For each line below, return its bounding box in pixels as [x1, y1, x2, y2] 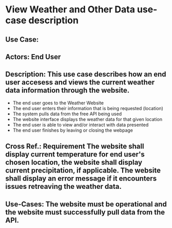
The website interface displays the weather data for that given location [12, 116, 163, 122]
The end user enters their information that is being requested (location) [12, 105, 163, 111]
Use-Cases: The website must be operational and [5, 200, 167, 208]
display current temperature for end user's [5, 150, 145, 159]
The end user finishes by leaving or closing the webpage [12, 127, 133, 133]
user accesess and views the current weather [5, 78, 155, 87]
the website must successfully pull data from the [5, 207, 165, 217]
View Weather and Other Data [5, 4, 135, 15]
